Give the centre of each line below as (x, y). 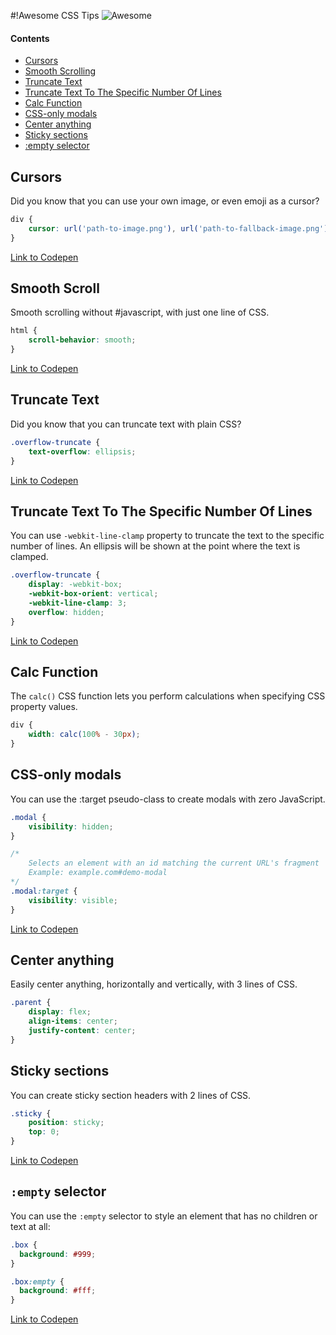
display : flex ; (60, 1012)
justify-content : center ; (82, 1031)
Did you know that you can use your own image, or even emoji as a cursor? (165, 201)
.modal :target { (44, 891)
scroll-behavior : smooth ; (82, 340)
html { (24, 331)
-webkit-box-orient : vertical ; (93, 594)
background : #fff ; (58, 1291)
